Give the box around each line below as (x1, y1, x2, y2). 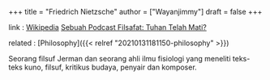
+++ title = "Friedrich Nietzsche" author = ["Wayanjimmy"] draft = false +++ (8, 7, 263, 16)
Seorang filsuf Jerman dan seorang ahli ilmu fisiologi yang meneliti (8, 54, 231, 63)
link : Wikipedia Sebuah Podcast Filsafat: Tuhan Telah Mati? (8, 23, 207, 32)
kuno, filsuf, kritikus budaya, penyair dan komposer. (24, 62, 197, 72)
